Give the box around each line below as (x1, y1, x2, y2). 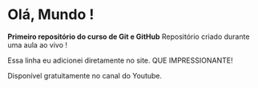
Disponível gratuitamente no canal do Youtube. (7, 71, 163, 80)
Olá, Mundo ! (7, 6, 95, 24)
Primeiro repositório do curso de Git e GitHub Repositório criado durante (7, 32, 250, 41)
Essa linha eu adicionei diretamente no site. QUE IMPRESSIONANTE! (7, 55, 233, 65)
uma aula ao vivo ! (7, 40, 68, 49)
